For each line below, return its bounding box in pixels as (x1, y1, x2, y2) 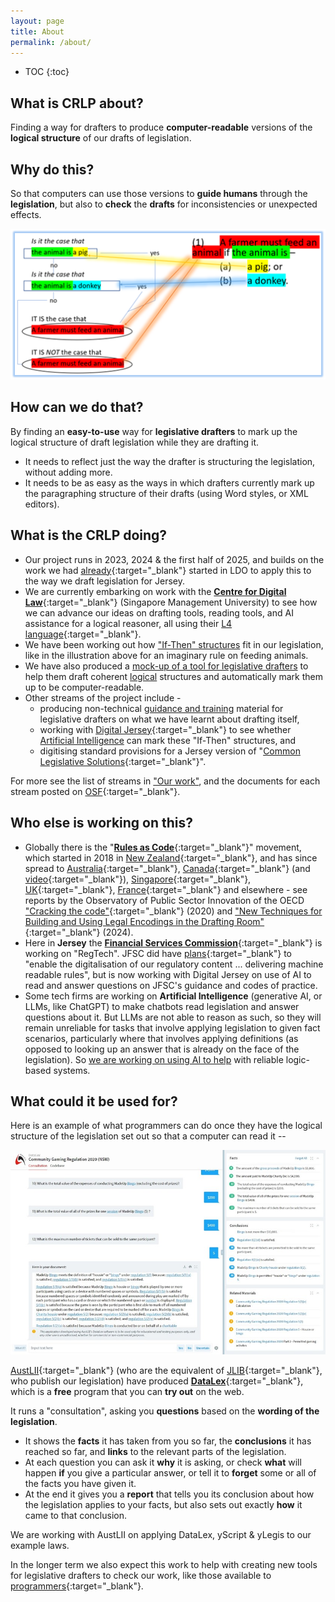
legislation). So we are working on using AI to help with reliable (24, 1053, 284, 1065)
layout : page (10, 16, 65, 26)
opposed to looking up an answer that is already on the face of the (24, 1043, 300, 1055)
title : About (10, 26, 65, 37)
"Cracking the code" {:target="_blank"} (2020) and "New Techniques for (24, 905, 323, 917)
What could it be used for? (10, 1093, 178, 1110)
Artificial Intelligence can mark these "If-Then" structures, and (39, 734, 297, 746)
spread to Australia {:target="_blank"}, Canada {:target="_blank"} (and (24, 862, 311, 874)
